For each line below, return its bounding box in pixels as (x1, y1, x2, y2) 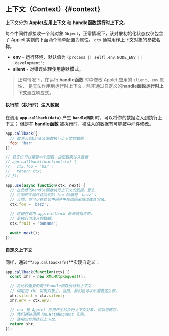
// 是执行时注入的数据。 (10, 216, 55, 221)
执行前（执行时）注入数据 (5, 102, 59, 108)
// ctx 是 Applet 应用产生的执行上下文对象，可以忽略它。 (10, 307, 120, 312)
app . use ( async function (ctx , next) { (5, 183, 86, 188)
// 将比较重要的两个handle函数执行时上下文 (10, 283, 92, 289)
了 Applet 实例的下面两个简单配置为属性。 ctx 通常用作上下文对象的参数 (5, 36, 157, 42)
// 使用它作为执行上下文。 (10, 317, 59, 322)
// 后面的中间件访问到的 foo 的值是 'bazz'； (10, 192, 98, 197)
